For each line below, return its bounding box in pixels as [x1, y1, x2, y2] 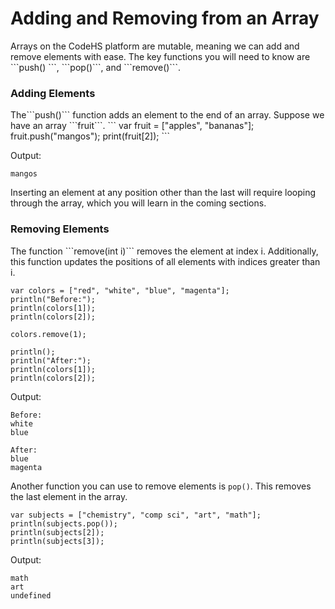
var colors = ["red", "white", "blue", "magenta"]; [10, 285, 230, 296]
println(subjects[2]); [10, 527, 105, 537]
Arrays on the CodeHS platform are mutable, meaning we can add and [10, 40, 300, 52]
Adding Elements [10, 86, 96, 100]
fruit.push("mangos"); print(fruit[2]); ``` [10, 130, 171, 142]
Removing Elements [10, 222, 110, 236]
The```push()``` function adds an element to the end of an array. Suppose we [10, 109, 325, 121]
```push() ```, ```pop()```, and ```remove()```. [10, 61, 181, 73]
